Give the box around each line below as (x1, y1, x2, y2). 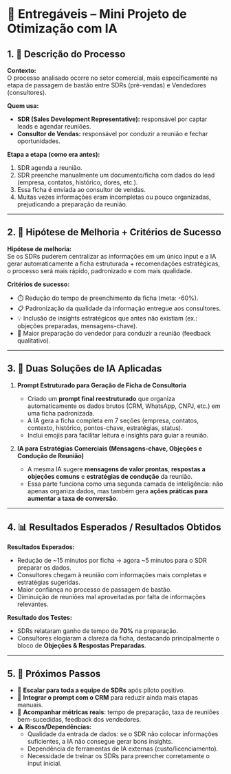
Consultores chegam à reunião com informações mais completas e (16, 571, 208, 579)
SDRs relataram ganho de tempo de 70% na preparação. (16, 627, 179, 635)
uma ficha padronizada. (27, 409, 95, 417)
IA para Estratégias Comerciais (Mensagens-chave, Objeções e (16, 444, 203, 453)
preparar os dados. (16, 563, 72, 572)
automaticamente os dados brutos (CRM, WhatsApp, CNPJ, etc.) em (27, 402, 221, 410)
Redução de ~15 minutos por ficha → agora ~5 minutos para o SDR (16, 557, 208, 565)
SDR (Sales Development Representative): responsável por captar (16, 115, 208, 123)
